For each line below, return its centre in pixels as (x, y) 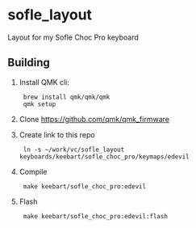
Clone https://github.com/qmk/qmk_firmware (94, 119)
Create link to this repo (57, 134)
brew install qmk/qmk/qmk (67, 97)
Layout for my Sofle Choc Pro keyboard (73, 37)
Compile (33, 171)
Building (29, 63)
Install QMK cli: (44, 82)
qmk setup (40, 104)
